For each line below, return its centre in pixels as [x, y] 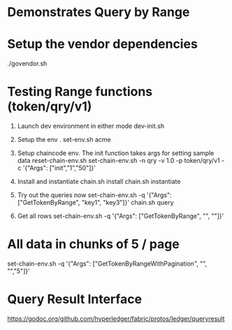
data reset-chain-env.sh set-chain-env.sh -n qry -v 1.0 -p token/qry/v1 [118, 161]
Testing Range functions [80, 92]
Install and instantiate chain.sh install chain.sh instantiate [99, 182]
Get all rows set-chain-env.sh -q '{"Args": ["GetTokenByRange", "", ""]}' [121, 216]
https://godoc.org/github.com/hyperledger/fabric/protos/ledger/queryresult [116, 318]
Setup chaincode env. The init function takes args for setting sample [116, 153]
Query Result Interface [74, 300]
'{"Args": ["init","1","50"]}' [59, 168]
